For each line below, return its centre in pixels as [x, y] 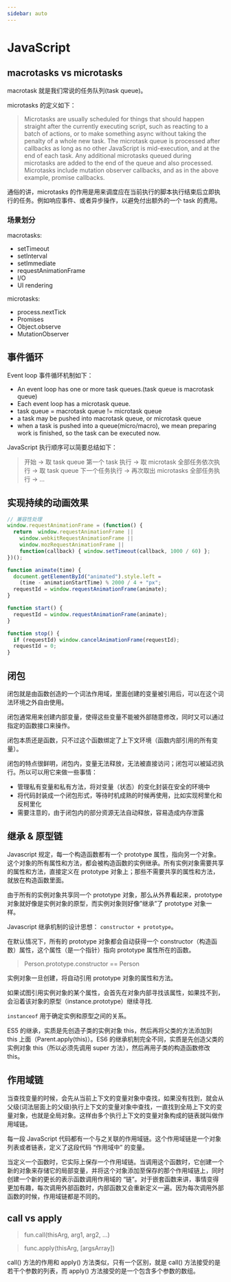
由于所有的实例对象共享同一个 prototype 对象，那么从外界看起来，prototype [115, 895]
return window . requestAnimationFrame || [74, 532]
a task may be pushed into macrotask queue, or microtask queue [109, 418]
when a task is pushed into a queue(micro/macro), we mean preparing [117, 425]
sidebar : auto [27, 13]
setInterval [32, 256]
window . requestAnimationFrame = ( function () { [75, 526]
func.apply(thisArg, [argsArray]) [69, 1248]
